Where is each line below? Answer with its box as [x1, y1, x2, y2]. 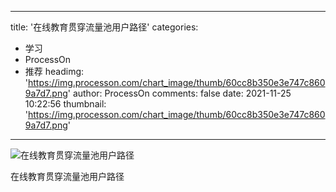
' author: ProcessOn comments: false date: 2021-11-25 [67, 87, 292, 99]
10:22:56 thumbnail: [24, 98, 107, 110]
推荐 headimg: [24, 66, 85, 77]
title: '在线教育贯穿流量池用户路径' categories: [10, 21, 199, 33]
